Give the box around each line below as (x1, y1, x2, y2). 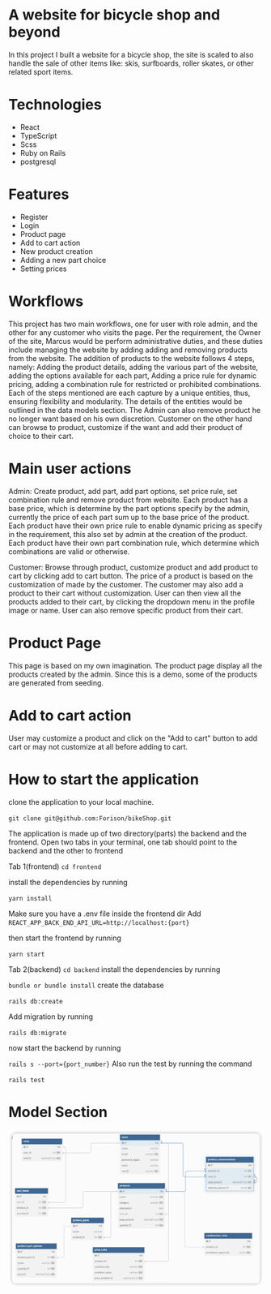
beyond (8, 23, 61, 41)
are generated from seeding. (8, 677, 104, 687)
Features (8, 185, 70, 204)
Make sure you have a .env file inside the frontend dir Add (8, 909, 201, 918)
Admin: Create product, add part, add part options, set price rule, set (8, 486, 238, 496)
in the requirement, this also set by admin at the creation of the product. (8, 529, 248, 539)
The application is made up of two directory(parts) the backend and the (8, 828, 247, 838)
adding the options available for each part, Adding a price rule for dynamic (8, 371, 257, 380)
